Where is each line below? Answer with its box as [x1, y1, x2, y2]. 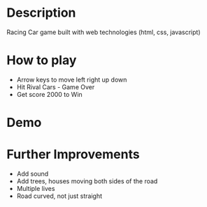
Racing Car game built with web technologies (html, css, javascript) [6, 28, 201, 36]
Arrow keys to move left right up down [16, 75, 127, 84]
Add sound [16, 169, 49, 178]
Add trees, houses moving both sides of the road [16, 177, 158, 185]
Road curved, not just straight [16, 192, 103, 200]
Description [6, 5, 76, 21]
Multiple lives [16, 185, 55, 192]
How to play [6, 52, 77, 68]
